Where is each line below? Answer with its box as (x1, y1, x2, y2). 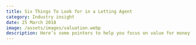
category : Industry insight (6, 14, 75, 20)
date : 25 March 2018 (6, 19, 57, 25)
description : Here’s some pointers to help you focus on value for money (6, 30, 191, 36)
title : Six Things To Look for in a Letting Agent (6, 8, 133, 15)
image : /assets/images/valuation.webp (6, 25, 101, 31)
